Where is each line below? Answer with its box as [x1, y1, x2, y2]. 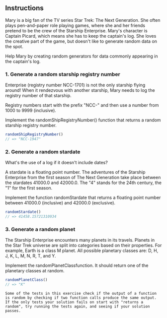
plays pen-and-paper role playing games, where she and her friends [5, 22, 146, 28]
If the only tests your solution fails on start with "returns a [5, 300, 143, 305]
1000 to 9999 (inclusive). [5, 108, 56, 114]
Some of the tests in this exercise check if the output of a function [5, 291, 157, 296]
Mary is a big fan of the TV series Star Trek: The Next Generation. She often [5, 17, 161, 23]
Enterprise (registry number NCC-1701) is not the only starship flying [5, 82, 146, 88]
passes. [5, 308, 21, 313]
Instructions [5, 4, 44, 12]
